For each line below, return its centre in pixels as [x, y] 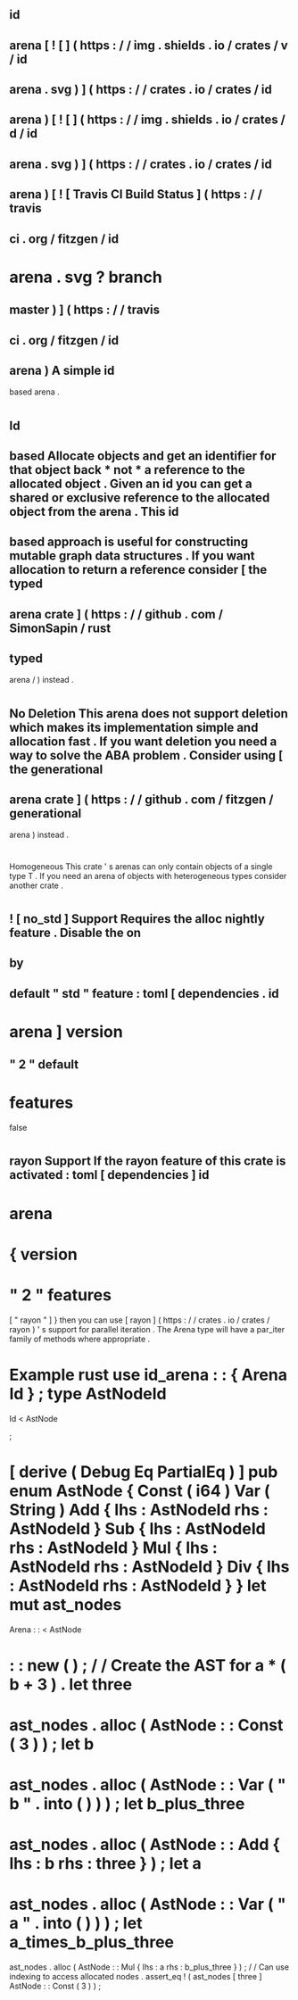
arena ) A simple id [62, 370]
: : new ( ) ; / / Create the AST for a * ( [148, 1665]
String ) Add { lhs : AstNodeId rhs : [139, 1510]
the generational [56, 769]
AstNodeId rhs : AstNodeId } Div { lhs [149, 1567]
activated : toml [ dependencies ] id [109, 1175]
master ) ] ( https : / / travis [85, 310]
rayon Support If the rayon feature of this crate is [148, 1162]
